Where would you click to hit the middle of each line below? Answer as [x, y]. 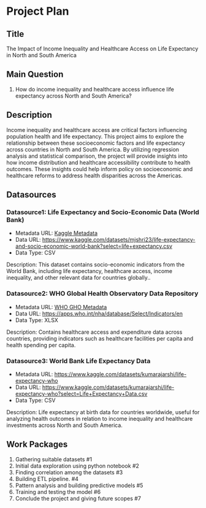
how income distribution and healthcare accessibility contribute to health [98, 162]
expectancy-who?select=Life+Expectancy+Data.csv [81, 393]
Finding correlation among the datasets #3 [69, 472]
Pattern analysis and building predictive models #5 [79, 485]
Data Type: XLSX [36, 320]
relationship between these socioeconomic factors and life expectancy [96, 143]
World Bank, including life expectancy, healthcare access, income [90, 271]
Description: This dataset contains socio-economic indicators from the [96, 264]
